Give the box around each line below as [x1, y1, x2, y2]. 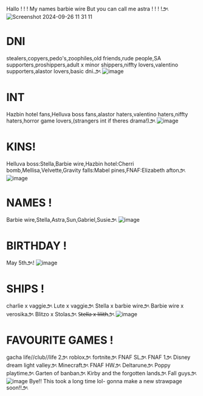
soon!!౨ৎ [6, 384, 29, 391]
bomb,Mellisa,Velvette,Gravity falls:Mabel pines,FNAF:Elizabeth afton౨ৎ [6, 166, 185, 174]
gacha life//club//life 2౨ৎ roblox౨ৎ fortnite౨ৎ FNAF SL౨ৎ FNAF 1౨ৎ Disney [6, 353, 191, 361]
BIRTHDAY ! [6, 239, 67, 252]
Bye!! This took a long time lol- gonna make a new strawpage [29, 377, 182, 384]
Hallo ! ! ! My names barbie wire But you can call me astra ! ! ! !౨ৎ [6, 5, 169, 12]
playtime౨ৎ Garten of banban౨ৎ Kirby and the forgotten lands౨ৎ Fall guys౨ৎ [6, 369, 197, 377]
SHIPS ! [6, 281, 44, 295]
